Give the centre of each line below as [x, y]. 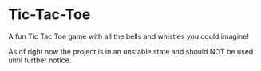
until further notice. [40, 60]
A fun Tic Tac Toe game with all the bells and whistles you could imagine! [129, 36]
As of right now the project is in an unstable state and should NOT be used [131, 51]
